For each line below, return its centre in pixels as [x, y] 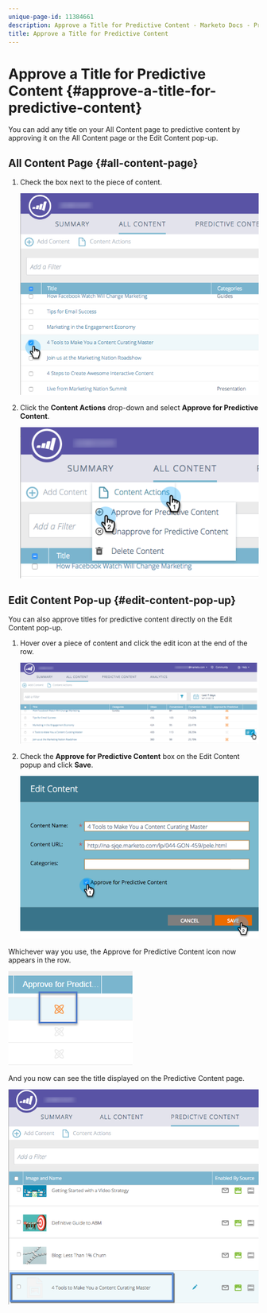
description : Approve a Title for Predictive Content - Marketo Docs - [129, 25]
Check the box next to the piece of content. [91, 182]
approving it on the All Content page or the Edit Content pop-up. [113, 138]
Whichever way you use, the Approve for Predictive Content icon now [122, 952]
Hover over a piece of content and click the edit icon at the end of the [133, 643]
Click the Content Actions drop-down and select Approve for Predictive [139, 408]
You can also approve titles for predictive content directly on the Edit [120, 619]
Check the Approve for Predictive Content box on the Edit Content [130, 757]
